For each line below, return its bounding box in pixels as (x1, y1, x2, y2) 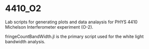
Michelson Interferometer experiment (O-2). (5, 24, 94, 30)
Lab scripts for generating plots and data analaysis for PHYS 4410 (5, 19, 138, 25)
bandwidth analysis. (5, 38, 45, 44)
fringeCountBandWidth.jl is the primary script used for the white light (5, 33, 144, 39)
